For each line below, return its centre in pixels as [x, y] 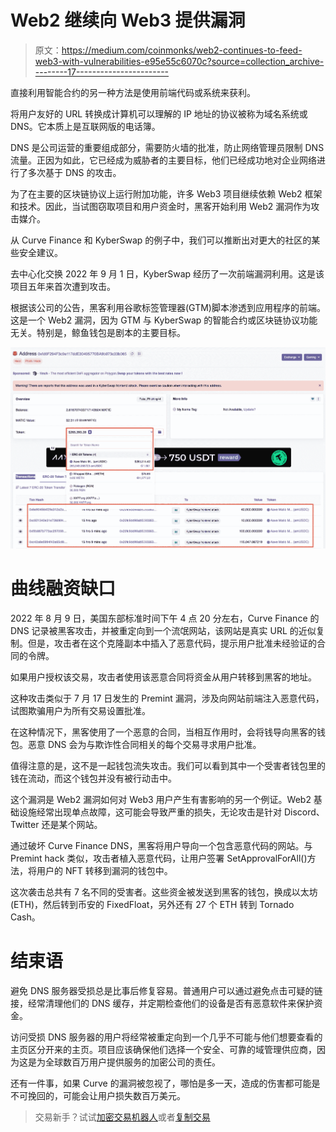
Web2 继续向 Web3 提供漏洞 [128, 20]
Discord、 [304, 812]
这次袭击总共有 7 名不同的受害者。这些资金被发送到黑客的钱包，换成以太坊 [164, 892]
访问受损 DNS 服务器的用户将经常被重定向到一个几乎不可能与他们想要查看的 [166, 1037]
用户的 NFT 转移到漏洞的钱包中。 [104, 871]
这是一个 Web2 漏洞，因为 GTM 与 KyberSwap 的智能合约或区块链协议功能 [164, 320]
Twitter [25, 825]
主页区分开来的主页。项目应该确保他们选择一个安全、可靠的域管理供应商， [163, 1050]
